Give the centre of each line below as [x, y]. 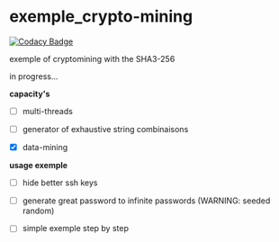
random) [38, 211]
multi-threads [48, 111]
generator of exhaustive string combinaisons [105, 129]
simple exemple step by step [75, 229]
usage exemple [39, 166]
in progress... [34, 76]
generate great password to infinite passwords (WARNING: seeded [146, 201]
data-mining [45, 148]
